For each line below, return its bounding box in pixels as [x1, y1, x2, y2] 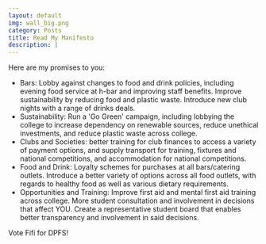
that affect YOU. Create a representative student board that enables [19, 204, 241, 214]
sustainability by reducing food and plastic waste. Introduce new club [19, 95, 248, 105]
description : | [8, 41, 59, 49]
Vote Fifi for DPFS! [8, 228, 69, 238]
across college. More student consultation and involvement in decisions [19, 196, 255, 206]
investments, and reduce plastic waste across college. [19, 128, 198, 139]
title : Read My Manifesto [8, 33, 94, 42]
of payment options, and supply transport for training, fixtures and [19, 146, 237, 155]
